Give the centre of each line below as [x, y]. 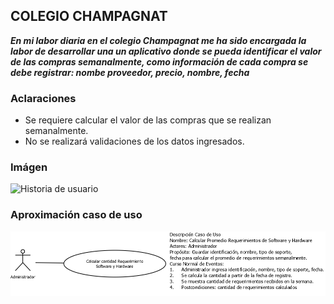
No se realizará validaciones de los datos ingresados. [134, 141]
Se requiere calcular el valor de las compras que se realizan [148, 120]
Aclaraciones [43, 98]
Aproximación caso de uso [76, 215]
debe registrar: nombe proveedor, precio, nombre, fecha [130, 72]
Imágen [29, 167]
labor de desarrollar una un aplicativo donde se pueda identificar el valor [166, 51]
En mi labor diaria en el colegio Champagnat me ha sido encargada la [158, 40]
